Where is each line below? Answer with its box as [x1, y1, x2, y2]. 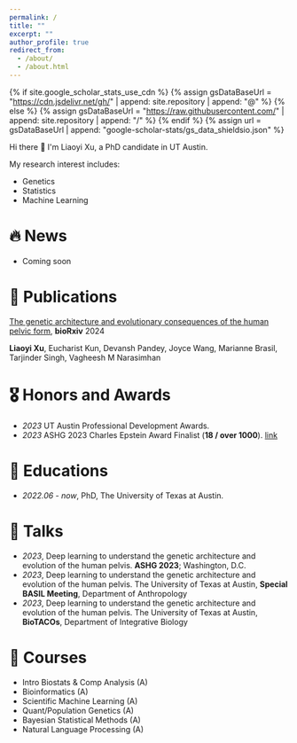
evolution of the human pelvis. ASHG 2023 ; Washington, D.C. [21, 559, 246, 570]
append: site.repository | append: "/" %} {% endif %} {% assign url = [9, 114, 262, 125]
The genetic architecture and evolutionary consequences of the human [9, 316, 270, 326]
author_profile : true [9, 37, 90, 47]
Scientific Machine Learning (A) [21, 695, 138, 706]
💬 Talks [9, 520, 64, 541]
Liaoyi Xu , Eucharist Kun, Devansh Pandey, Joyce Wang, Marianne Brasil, [9, 342, 277, 353]
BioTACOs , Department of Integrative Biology [21, 616, 189, 627]
